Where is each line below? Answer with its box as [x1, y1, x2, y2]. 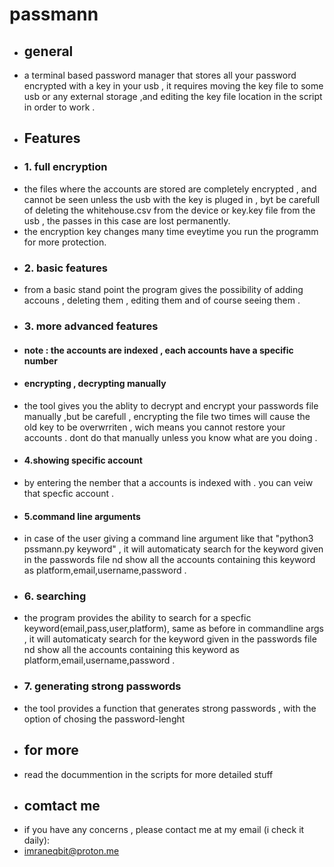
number [23, 354, 58, 367]
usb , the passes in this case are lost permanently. [23, 214, 231, 227]
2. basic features [23, 261, 108, 275]
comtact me [23, 797, 101, 814]
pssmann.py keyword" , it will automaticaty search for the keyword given [23, 543, 324, 555]
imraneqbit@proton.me [23, 845, 120, 857]
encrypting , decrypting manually [23, 378, 167, 390]
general [23, 43, 74, 60]
